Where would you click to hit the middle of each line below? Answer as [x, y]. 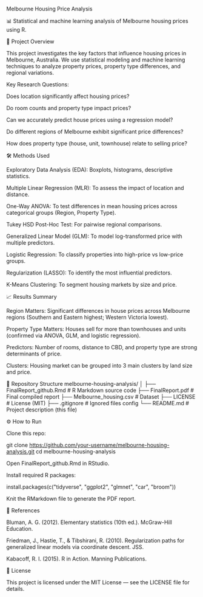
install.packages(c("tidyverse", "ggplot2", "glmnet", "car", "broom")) [91, 487]
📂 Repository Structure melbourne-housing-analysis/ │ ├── [81, 384]
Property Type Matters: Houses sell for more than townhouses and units [96, 329]
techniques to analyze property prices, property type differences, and [93, 66]
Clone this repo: [26, 433]
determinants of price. [34, 354]
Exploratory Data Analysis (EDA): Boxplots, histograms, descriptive [89, 169]
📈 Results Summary [32, 297]
